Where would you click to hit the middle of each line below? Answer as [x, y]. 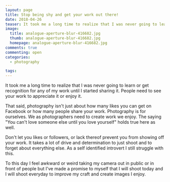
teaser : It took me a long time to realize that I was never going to [81, 24]
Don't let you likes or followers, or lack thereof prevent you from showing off [85, 137]
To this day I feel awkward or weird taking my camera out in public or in [80, 163]
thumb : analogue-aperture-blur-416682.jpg [55, 39]
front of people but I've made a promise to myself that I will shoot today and [84, 169]
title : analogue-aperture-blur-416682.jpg [55, 33]
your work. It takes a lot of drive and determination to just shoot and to [79, 143]
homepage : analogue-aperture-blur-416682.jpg [59, 43]
